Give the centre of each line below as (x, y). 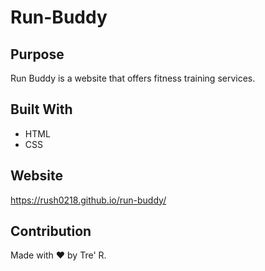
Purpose (37, 54)
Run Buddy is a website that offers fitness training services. (133, 78)
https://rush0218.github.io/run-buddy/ (88, 200)
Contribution (51, 231)
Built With (41, 109)
